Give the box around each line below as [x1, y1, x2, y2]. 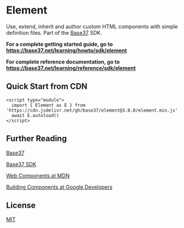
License [6, 200, 36, 210]
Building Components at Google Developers [6, 183, 113, 190]
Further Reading [6, 133, 67, 144]
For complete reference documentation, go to [6, 58, 120, 65]
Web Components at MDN [6, 172, 70, 179]
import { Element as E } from [11, 102, 86, 108]
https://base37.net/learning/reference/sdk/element [6, 64, 136, 71]
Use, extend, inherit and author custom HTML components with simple [6, 23, 178, 30]
